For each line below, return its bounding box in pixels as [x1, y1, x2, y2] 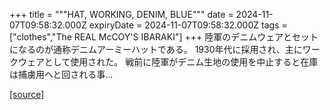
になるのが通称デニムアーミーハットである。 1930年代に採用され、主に [9, 44, 303, 55]
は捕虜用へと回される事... [9, 69, 114, 80]
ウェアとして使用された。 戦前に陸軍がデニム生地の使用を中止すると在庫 [17, 56, 319, 68]
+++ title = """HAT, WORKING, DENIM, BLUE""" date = [9, 9, 234, 20]
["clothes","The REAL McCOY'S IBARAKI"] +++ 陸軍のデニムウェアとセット [9, 31, 319, 43]
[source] [9, 89, 45, 100]
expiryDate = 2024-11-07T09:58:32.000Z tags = [88, 19, 288, 31]
